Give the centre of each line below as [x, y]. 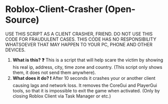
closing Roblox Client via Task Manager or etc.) [62, 96]
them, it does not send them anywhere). [54, 72]
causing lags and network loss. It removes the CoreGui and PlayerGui [85, 85]
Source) [22, 20]
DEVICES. [15, 50]
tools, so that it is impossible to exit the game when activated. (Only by [86, 90]
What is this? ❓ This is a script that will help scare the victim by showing [88, 60]
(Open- [120, 9]
